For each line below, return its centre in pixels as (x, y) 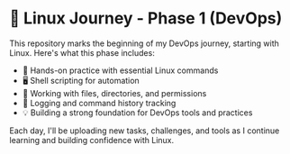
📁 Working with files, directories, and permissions (114, 93)
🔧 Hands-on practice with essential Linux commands (120, 70)
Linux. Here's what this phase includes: (82, 52)
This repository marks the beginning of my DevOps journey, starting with (144, 43)
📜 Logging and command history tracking (99, 103)
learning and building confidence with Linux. (92, 140)
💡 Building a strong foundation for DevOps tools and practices (137, 113)
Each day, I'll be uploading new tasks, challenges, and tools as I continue (145, 131)
